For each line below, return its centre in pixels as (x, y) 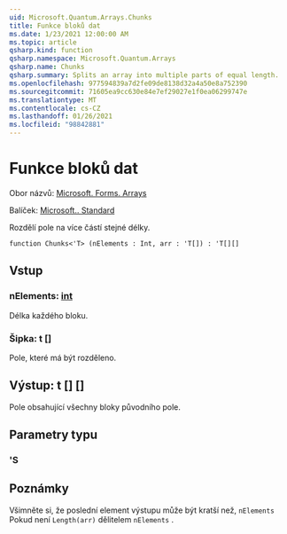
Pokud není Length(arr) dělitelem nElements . (92, 519)
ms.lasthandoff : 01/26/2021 (61, 116)
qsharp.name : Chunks (47, 67)
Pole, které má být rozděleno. (63, 357)
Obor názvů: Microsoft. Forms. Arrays (78, 192)
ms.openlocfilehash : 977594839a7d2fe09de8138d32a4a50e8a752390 (128, 83)
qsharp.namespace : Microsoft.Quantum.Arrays (93, 59)
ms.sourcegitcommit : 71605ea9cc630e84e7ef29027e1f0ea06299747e (128, 91)
